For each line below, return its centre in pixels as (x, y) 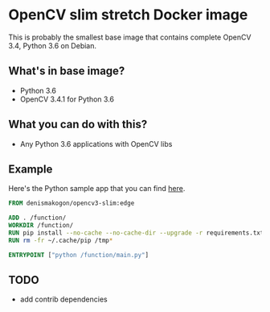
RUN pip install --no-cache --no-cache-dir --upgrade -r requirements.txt (136, 233)
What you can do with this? (78, 125)
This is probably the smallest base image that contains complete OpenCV (130, 37)
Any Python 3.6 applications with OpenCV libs (96, 144)
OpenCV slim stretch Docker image (128, 15)
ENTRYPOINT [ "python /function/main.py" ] (79, 255)
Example (31, 169)
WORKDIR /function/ (41, 226)
